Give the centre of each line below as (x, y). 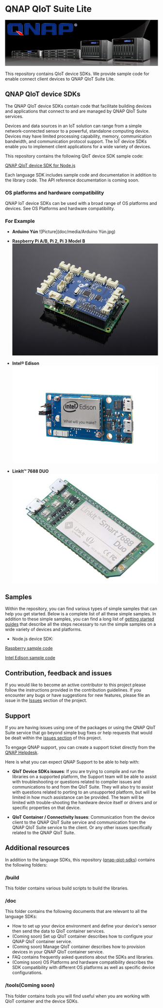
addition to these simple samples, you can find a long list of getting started (80, 619)
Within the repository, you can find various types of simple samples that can (81, 609)
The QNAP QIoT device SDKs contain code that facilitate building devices (78, 106)
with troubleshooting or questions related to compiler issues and (76, 782)
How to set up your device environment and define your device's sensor (84, 926)
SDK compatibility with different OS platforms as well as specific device (83, 968)
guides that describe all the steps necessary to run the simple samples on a (81, 624)
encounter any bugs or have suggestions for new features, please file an (78, 695)
